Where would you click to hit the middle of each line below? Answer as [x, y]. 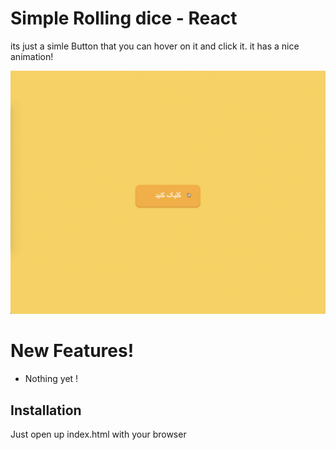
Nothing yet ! [51, 379]
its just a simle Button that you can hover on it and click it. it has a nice [155, 46]
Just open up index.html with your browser [98, 434]
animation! [32, 56]
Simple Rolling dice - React [124, 18]
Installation [46, 410]
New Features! [72, 351]
